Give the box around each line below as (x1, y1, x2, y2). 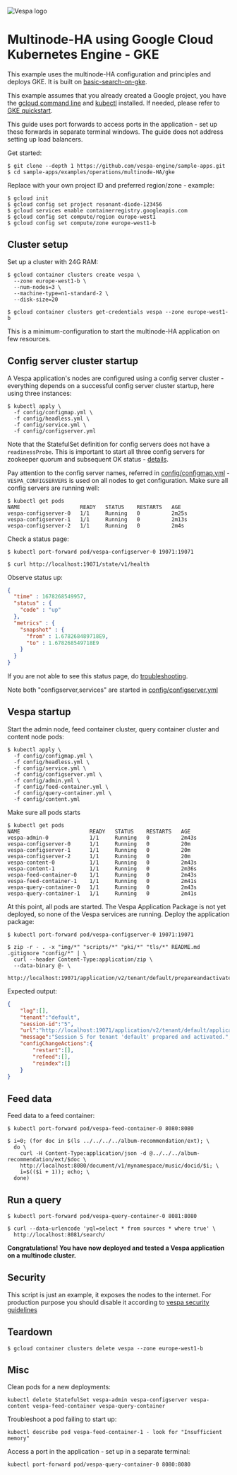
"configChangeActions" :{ (20, 1040, 93, 1047)
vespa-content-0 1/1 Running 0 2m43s (7, 859, 197, 866)
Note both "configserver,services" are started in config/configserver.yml (7, 685, 219, 694)
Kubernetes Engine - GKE (7, 47, 159, 63)
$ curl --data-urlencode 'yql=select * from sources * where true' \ (7, 1225, 217, 1232)
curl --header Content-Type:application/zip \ (13, 956, 153, 963)
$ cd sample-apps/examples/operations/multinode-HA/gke (7, 169, 175, 176)
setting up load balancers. (7, 135, 83, 143)
